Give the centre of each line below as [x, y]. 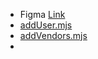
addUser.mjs [46, 25]
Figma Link [42, 14]
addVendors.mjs [53, 35]
